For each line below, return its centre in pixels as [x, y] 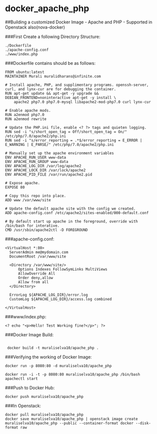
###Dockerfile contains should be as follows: [50, 63]
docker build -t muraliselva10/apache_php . [53, 348]
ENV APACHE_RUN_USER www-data [36, 157]
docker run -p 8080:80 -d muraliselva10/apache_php [58, 366]
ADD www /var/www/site [28, 200]
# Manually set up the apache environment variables [60, 153]
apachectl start [21, 378]
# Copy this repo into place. [36, 196]
